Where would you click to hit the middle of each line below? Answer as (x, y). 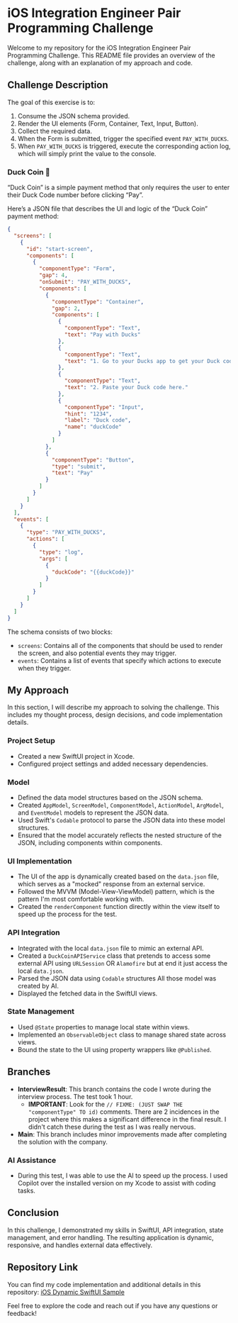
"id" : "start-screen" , (59, 249)
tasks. (26, 1190)
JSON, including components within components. (90, 842)
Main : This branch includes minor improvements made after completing (122, 1134)
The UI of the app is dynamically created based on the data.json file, (118, 876)
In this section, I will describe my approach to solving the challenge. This (113, 708)
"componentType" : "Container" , (98, 302)
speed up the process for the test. (67, 914)
